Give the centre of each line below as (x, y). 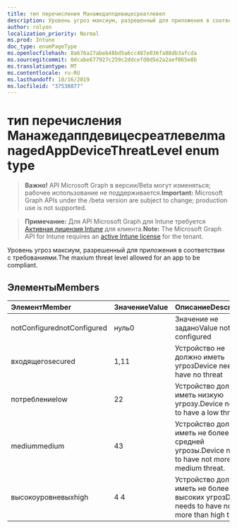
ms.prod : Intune (31, 40)
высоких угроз (200, 497)
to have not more (203, 459)
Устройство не (200, 348)
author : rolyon (30, 27)
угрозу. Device (199, 404)
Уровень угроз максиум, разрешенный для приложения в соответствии (116, 250)
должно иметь (200, 357)
